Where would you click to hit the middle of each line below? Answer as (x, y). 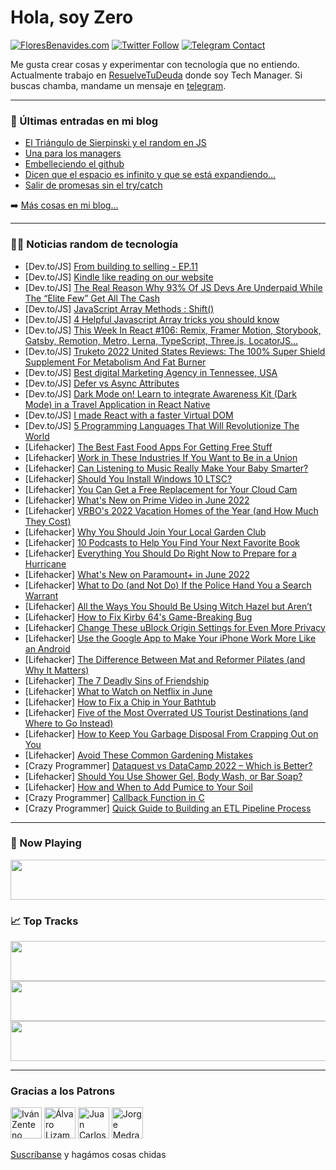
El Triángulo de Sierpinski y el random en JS (115, 143)
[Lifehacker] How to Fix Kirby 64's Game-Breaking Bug (138, 617)
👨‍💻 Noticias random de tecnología (94, 244)
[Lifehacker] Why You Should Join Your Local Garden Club (145, 532)
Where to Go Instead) (69, 723)
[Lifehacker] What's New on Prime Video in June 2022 (137, 500)
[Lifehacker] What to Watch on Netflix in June (118, 691)
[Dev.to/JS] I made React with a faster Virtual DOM (129, 415)
